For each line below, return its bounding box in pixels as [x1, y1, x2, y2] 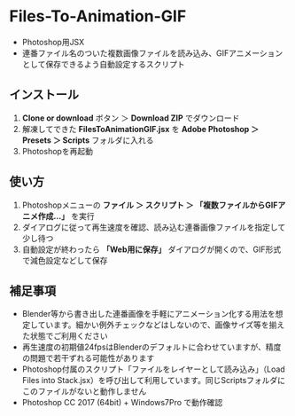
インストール [9, 87, 80, 103]
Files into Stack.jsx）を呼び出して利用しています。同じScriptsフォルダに [21, 375, 286, 386]
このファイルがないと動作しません [21, 386, 147, 396]
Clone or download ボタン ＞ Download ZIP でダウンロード [21, 113, 240, 123]
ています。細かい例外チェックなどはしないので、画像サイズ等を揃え [37, 319, 285, 330]
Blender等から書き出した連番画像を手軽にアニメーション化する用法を [21, 309, 276, 319]
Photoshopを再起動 [21, 145, 93, 156]
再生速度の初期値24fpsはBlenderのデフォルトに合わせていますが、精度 [21, 341, 282, 352]
